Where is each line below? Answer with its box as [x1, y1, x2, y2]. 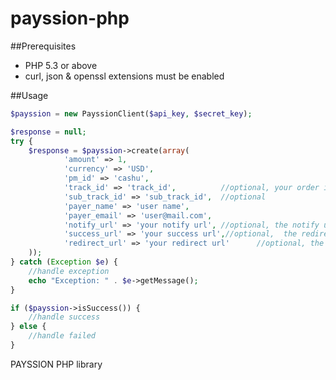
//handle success [28, 312, 101, 322]
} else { [10, 322, 47, 332]
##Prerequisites [10, 40, 77, 52]
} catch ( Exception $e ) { [10, 257, 118, 267]
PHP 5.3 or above [24, 59, 98, 71]
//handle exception [28, 266, 110, 276]
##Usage [10, 89, 49, 101]
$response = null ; [10, 127, 87, 137]
